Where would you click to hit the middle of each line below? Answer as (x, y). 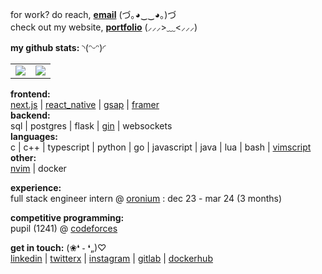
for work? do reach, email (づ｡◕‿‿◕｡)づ (93, 14)
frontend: (30, 94)
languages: (34, 136)
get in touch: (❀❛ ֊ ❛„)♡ (58, 247)
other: (23, 157)
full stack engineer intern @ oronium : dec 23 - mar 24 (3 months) (146, 198)
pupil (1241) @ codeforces (64, 228)
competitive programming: (67, 217)
